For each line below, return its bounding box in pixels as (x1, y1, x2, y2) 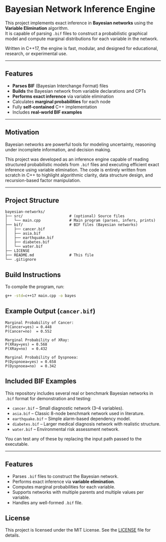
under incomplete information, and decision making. (5, 146, 111, 152)
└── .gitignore (5, 257, 37, 262)
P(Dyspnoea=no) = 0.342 (5, 363, 56, 368)
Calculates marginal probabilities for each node (12, 98, 111, 105)
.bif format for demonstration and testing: (5, 395, 92, 401)
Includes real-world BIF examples (12, 109, 83, 115)
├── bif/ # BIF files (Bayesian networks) (5, 222, 138, 228)
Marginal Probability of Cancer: (5, 320, 74, 325)
